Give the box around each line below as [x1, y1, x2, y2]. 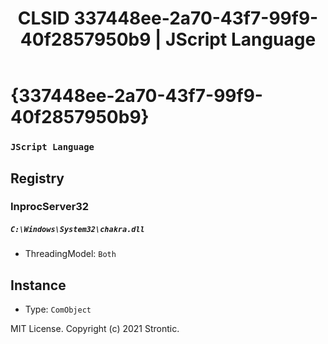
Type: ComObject [24, 303, 92, 316]
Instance [10, 277, 67, 294]
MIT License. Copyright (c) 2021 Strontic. [10, 323, 180, 335]
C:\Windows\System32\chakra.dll [10, 225, 145, 235]
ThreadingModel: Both [24, 248, 117, 260]
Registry [10, 170, 65, 187]
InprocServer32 [10, 200, 90, 214]
